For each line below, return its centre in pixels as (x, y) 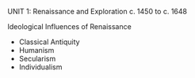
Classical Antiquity (49, 42)
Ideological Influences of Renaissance (69, 26)
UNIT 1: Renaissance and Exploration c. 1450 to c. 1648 (97, 11)
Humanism (36, 50)
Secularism (37, 59)
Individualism (40, 67)
